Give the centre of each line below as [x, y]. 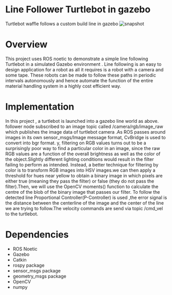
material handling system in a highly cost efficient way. [63, 86]
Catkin [20, 260]
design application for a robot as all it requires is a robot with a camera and [84, 69]
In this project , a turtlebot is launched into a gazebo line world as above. [82, 121]
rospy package [28, 265]
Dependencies [37, 234]
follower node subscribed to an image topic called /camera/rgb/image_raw [84, 126]
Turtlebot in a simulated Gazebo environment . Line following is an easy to [83, 64]
